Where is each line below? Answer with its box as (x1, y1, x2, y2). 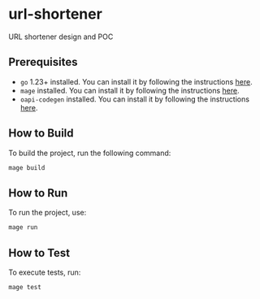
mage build (8, 163, 45, 171)
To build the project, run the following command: (8, 148, 171, 158)
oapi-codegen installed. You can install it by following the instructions (19, 94, 250, 104)
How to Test (8, 245, 71, 260)
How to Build (8, 127, 75, 141)
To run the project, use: (8, 208, 87, 218)
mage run (8, 223, 38, 232)
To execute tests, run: (8, 267, 81, 277)
